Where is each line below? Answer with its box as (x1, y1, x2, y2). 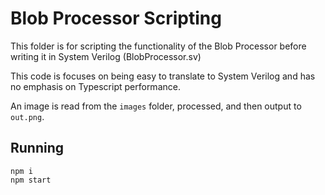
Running (10, 140, 65, 157)
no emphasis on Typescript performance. (10, 80, 181, 92)
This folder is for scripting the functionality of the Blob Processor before (10, 40, 307, 52)
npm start (10, 175, 52, 185)
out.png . (10, 110, 45, 122)
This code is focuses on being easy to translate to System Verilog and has (10, 70, 316, 82)
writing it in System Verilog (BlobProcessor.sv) (10, 50, 202, 62)
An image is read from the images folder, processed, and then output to (10, 100, 302, 112)
